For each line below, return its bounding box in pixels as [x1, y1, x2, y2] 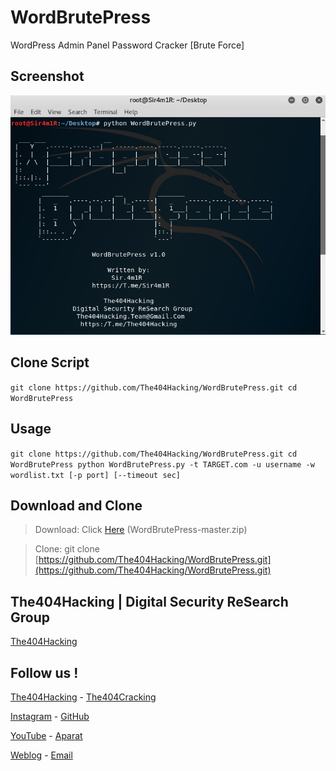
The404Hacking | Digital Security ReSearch [10, 593, 289, 610]
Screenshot [10, 68, 85, 85]
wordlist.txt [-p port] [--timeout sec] [10, 470, 182, 480]
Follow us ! [10, 664, 79, 681]
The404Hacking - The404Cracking [10, 691, 157, 703]
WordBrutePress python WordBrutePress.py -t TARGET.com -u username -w [10, 459, 315, 470]
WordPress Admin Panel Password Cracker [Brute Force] [10, 39, 245, 51]
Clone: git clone [34, 543, 100, 555]
